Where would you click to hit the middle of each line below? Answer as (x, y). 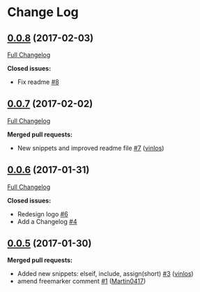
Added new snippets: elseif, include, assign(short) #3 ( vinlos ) (105, 274)
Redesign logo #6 (43, 214)
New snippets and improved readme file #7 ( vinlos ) (91, 148)
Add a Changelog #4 (47, 221)
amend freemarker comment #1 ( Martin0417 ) (82, 281)
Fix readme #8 (38, 82)
